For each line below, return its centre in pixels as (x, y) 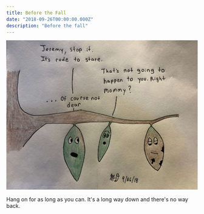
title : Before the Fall (36, 13)
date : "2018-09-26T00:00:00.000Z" (50, 19)
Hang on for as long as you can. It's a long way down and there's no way (97, 199)
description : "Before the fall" (47, 26)
